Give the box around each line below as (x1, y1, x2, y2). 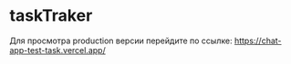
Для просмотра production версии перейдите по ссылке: (9, 35, 233, 46)
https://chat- (234, 35, 282, 46)
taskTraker (9, 5, 93, 26)
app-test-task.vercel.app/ (9, 44, 107, 55)
